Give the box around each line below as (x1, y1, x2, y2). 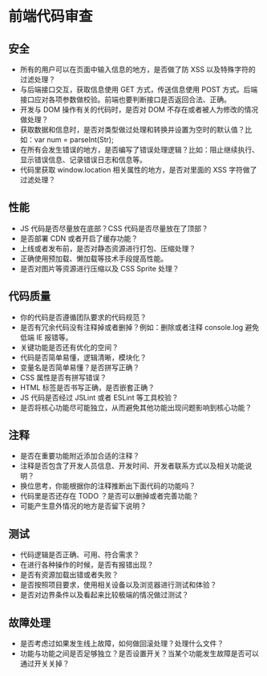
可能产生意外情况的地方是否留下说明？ (19, 501, 147, 511)
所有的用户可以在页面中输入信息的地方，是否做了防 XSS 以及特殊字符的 (19, 65, 257, 74)
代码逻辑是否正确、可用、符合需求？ (19, 550, 140, 560)
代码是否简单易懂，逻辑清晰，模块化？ (19, 352, 147, 362)
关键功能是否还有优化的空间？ (19, 342, 119, 352)
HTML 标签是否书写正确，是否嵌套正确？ (19, 382, 155, 392)
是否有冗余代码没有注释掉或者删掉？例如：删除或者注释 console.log (19, 322, 244, 332)
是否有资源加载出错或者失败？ (19, 570, 119, 580)
